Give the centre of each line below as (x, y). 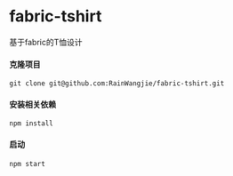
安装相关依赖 (32, 104)
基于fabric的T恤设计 (46, 42)
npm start (28, 164)
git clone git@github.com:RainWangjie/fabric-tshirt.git (117, 84)
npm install (31, 124)
